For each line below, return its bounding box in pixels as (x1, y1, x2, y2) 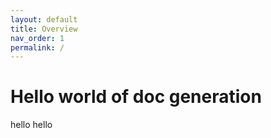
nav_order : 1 (10, 33, 65, 43)
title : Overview (10, 24, 78, 34)
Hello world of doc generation (10, 86, 262, 108)
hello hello (10, 119, 53, 131)
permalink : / (10, 42, 65, 53)
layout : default (10, 14, 78, 25)
